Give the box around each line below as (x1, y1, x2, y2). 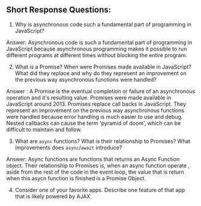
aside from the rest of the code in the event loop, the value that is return (6, 168, 184, 175)
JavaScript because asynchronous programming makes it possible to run (6, 45, 187, 52)
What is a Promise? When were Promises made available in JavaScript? (14, 63, 192, 70)
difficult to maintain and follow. (6, 126, 82, 133)
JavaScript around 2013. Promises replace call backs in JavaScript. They (6, 100, 187, 108)
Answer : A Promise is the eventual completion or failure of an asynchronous (6, 87, 196, 95)
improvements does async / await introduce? (14, 144, 122, 151)
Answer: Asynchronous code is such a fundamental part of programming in (6, 38, 193, 46)
